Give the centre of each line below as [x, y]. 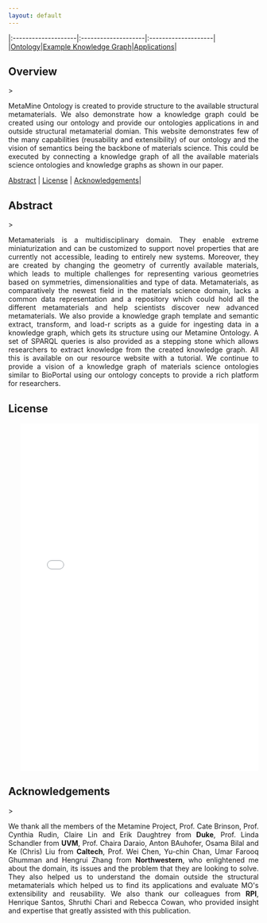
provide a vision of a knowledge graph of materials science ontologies [133, 367]
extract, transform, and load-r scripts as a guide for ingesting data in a [133, 324]
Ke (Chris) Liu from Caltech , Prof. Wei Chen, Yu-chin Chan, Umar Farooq [133, 852]
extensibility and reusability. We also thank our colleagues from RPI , [133, 894]
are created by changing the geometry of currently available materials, [133, 265]
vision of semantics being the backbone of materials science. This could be [133, 149]
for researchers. [35, 384]
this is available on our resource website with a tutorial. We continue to [133, 358]
